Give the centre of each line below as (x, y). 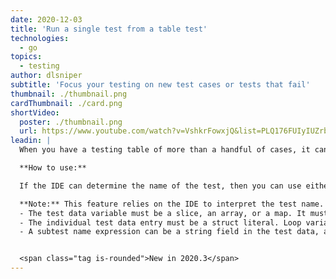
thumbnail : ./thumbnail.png (69, 94)
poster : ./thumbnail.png (71, 122)
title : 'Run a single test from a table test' (109, 29)
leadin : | (31, 141)
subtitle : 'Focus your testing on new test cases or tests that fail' (160, 85)
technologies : (40, 38)
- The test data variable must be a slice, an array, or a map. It (163, 213)
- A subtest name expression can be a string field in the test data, (169, 232)
